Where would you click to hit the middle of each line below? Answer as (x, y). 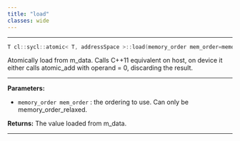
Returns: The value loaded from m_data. (67, 124)
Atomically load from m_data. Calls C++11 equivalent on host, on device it (115, 61)
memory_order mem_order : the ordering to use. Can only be (103, 102)
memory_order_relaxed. (52, 110)
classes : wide (29, 21)
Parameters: (26, 88)
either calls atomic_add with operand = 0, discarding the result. (100, 68)
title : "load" (29, 14)
